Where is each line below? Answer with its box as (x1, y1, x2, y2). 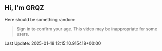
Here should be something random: (4, 16, 76, 22)
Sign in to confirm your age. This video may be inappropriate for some (16, 26, 158, 32)
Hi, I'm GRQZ (4, 4, 44, 12)
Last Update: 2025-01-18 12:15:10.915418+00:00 (4, 40, 101, 46)
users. (16, 31, 30, 37)
